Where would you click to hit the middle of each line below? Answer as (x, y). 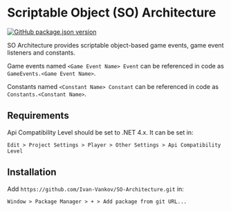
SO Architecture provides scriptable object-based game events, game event (115, 45)
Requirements (38, 116)
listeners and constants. (41, 52)
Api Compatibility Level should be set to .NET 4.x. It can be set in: (100, 132)
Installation (32, 172)
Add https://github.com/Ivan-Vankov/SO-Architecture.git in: (96, 189)
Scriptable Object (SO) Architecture (112, 13)
